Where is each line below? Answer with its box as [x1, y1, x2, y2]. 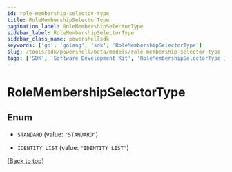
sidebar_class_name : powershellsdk [7, 36, 110, 43]
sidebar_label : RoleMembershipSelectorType [7, 29, 135, 36]
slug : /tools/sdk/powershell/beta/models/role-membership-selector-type [7, 49, 221, 56]
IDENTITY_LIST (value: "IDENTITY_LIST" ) [17, 143, 129, 151]
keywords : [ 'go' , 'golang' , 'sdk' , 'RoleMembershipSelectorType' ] [7, 42, 202, 49]
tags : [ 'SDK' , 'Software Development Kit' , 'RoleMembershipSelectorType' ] [7, 55, 227, 62]
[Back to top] [7, 156, 44, 165]
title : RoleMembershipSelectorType [7, 17, 110, 23]
